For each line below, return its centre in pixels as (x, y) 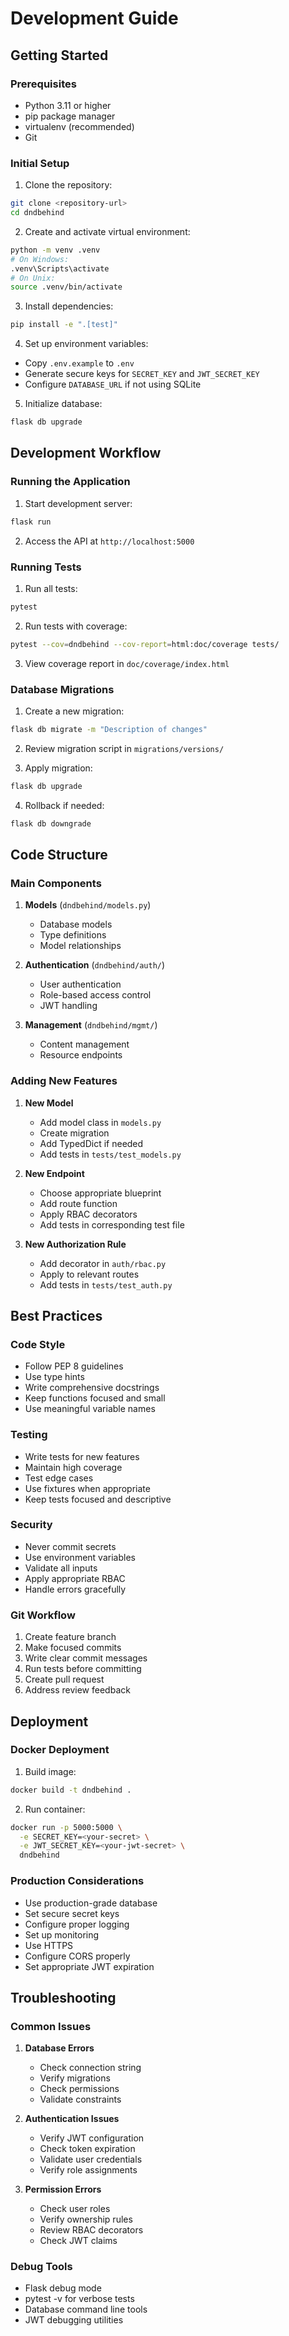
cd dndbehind (37, 213)
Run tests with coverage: (76, 626)
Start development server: (78, 503)
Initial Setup (40, 163)
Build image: (50, 1771)
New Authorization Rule (75, 1244)
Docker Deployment (60, 1750)
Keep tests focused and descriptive (98, 1499)
